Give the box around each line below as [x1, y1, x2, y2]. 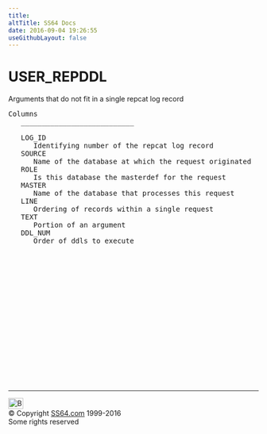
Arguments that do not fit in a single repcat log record [8, 94, 184, 104]
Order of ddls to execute [33, 236, 134, 246]
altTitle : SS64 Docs [8, 19, 77, 27]
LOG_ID [21, 133, 46, 143]
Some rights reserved [8, 417, 79, 427]
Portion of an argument [33, 221, 126, 230]
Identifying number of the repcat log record [33, 141, 215, 151]
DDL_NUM [21, 229, 51, 238]
